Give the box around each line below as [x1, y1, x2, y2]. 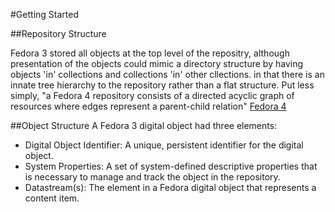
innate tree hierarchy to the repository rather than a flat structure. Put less [10, 79, 315, 91]
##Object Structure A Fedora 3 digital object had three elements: [10, 120, 278, 131]
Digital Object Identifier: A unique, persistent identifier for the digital [24, 139, 304, 151]
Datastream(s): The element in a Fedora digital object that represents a [24, 182, 317, 193]
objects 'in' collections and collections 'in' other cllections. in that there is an [10, 69, 325, 80]
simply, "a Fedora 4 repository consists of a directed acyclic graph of [10, 90, 295, 101]
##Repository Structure [10, 28, 107, 39]
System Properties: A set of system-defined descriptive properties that [24, 160, 318, 172]
